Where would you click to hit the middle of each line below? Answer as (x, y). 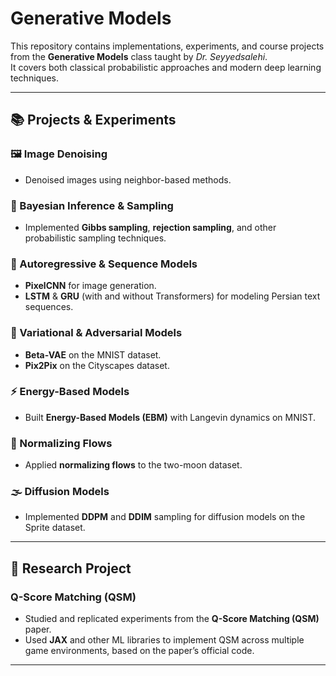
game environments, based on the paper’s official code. (139, 651)
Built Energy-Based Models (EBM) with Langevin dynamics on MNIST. (170, 417)
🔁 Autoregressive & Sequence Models (104, 264)
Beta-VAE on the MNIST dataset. (93, 354)
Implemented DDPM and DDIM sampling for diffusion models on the (165, 517)
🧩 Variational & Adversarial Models (96, 333)
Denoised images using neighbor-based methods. (128, 179)
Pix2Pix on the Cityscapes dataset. (97, 365)
